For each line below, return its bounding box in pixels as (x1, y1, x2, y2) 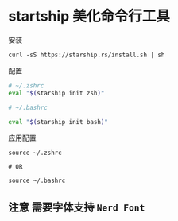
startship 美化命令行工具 (8, 7, 171, 25)
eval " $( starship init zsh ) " (8, 89, 105, 97)
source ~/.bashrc (8, 176, 66, 185)
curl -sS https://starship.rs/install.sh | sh (8, 51, 165, 59)
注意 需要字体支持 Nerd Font (8, 200, 145, 214)
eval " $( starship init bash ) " (8, 118, 109, 126)
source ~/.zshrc (8, 149, 62, 157)
